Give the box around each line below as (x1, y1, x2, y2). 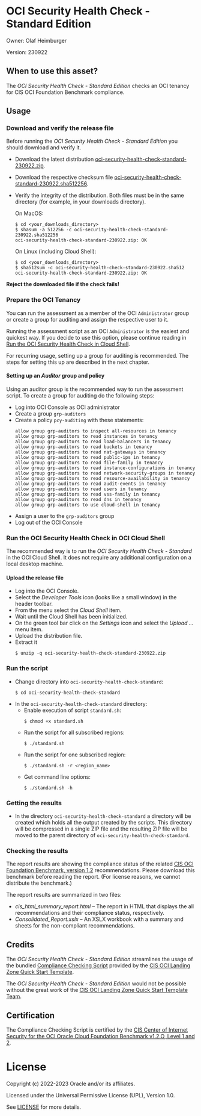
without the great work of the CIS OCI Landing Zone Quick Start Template (6, 987, 188, 994)
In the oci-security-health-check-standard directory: (14, 700, 148, 707)
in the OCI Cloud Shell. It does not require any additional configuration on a (6, 554, 192, 561)
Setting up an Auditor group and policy (6, 372, 105, 379)
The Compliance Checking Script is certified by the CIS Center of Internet (6, 1026, 188, 1033)
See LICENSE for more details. (6, 1103, 82, 1111)
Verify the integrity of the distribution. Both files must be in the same (14, 192, 184, 199)
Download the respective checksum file (14, 173, 113, 181)
